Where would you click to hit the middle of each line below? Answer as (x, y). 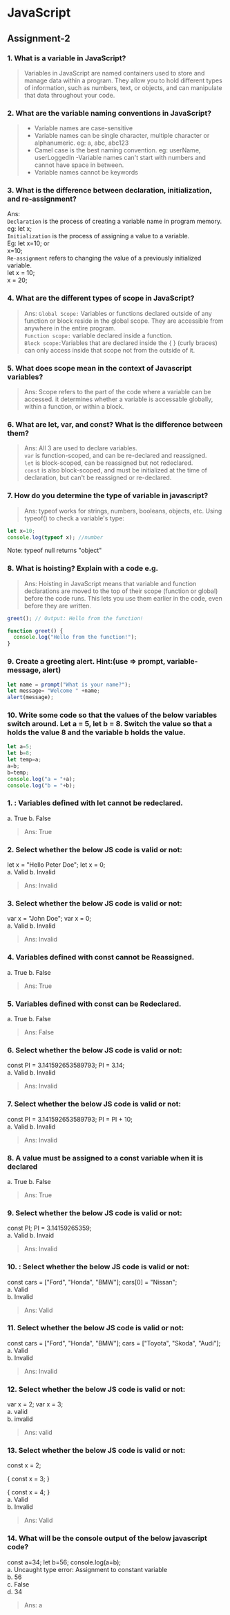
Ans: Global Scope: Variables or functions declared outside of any (118, 313)
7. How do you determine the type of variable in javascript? (108, 495)
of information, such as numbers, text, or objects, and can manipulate (123, 87)
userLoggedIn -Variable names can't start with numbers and (120, 158)
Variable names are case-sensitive (84, 128)
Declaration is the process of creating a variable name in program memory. (115, 221)
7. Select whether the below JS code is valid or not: (94, 1104)
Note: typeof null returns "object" (55, 550)
